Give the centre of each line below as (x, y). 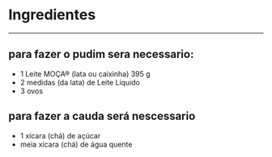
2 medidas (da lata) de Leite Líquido (80, 82)
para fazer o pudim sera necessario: (101, 54)
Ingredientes (52, 15)
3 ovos (31, 91)
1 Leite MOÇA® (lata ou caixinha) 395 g (85, 73)
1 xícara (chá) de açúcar (60, 135)
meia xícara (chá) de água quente (76, 144)
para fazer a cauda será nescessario (102, 116)
